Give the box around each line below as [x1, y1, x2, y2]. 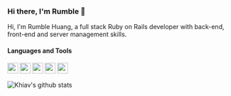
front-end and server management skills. [7, 30, 127, 38]
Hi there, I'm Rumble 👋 [7, 6, 86, 16]
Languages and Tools [7, 46, 72, 55]
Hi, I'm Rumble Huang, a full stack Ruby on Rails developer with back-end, [7, 23, 225, 31]
